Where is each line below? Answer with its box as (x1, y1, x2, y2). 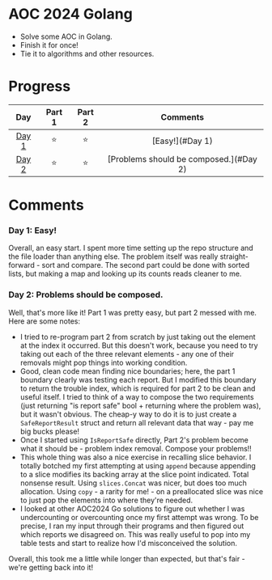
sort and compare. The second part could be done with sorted (41, 260, 250, 270)
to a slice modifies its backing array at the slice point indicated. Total (19, 469, 249, 479)
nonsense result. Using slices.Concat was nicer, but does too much (19, 478, 247, 488)
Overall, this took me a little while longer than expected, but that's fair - (8, 553, 245, 563)
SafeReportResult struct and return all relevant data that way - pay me (19, 417, 254, 427)
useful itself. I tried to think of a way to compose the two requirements (19, 392, 254, 401)
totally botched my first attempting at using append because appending (19, 460, 257, 470)
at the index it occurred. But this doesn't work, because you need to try (19, 341, 258, 350)
